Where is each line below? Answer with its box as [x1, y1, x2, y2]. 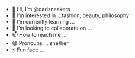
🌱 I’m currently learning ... [11, 18, 75, 25]
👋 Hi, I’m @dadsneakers [11, 6, 70, 12]
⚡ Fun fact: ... [11, 46, 44, 53]
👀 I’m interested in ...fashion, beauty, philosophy [11, 12, 129, 19]
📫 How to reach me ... [11, 31, 67, 38]
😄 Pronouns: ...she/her [11, 40, 69, 47]
